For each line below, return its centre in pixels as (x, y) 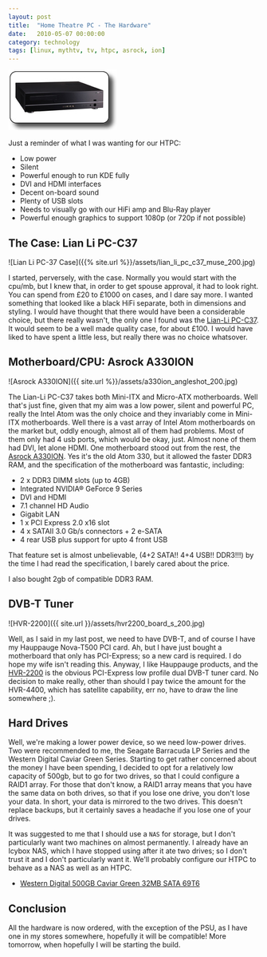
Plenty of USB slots (51, 201)
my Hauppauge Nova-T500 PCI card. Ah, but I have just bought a (115, 647)
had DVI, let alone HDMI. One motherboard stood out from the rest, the (124, 448)
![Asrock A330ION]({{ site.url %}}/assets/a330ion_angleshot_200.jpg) (123, 381)
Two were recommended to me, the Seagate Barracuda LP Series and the (129, 751)
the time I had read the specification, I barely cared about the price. (119, 564)
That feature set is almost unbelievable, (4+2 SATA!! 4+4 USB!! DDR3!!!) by (131, 555)
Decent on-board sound (59, 192)
